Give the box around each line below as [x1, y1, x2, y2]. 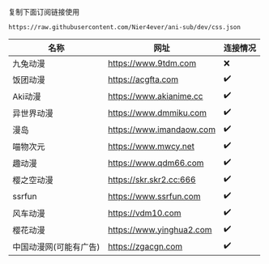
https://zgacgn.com [108, 241, 183, 252]
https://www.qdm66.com [108, 157, 204, 168]
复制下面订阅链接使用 [8, 7, 79, 16]
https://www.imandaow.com [108, 124, 216, 135]
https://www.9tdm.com [108, 57, 197, 69]
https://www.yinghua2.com [108, 224, 212, 235]
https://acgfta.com [108, 74, 179, 85]
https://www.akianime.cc [108, 90, 203, 101]
